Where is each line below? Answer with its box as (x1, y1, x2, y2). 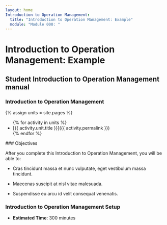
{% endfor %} (12, 131, 42, 137)
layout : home (5, 7, 33, 13)
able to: (5, 156, 21, 162)
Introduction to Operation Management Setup (5, 204, 121, 211)
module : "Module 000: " (10, 21, 60, 27)
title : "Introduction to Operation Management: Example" (10, 17, 133, 22)
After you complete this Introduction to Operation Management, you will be (5, 150, 162, 156)
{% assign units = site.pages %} (5, 110, 73, 116)
